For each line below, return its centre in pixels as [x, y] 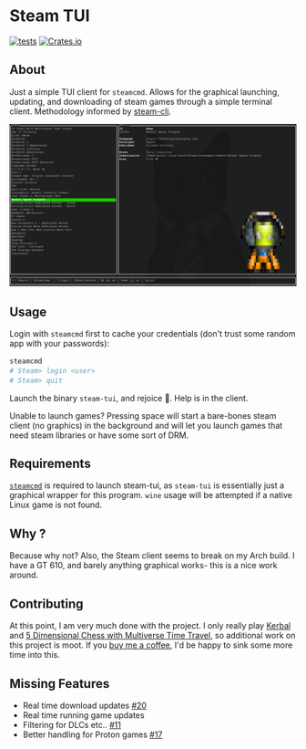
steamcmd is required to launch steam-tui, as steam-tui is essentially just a [147, 485]
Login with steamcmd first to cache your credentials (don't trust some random [153, 334]
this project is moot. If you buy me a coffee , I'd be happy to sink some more [151, 645]
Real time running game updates [83, 715]
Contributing [46, 603]
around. [24, 575]
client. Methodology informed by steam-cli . [90, 111]
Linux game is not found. [56, 505]
